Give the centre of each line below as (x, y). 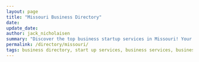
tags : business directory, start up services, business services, (90, 50)
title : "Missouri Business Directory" (54, 17)
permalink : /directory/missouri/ (47, 45)
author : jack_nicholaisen (38, 34)
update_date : (22, 28)
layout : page (22, 12)
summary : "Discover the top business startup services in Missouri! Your (99, 39)
